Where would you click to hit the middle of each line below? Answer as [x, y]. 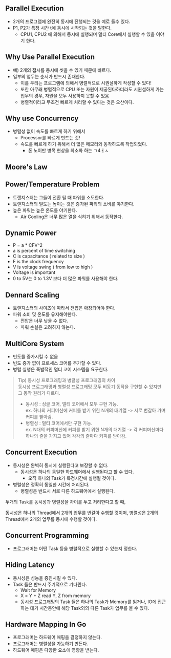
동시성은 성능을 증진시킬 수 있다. [45, 578]
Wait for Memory [38, 590]
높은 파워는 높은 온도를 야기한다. [45, 210]
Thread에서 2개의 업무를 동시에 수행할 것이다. [51, 519]
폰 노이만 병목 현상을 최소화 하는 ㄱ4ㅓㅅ [68, 151]
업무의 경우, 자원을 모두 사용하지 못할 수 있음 [65, 95]
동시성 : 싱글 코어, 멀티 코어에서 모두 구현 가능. [72, 404]
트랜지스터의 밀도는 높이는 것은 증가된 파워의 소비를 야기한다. [73, 204]
